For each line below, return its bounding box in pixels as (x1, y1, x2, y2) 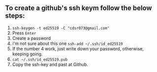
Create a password (12, 35, 51, 41)
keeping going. (12, 51, 43, 57)
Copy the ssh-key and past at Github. (12, 61, 89, 67)
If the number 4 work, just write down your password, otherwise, (12, 45, 144, 51)
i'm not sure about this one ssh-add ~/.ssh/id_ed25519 (12, 40, 123, 46)
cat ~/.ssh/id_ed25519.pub (12, 57, 68, 62)
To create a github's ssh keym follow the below (5, 4, 152, 12)
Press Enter (12, 30, 36, 36)
